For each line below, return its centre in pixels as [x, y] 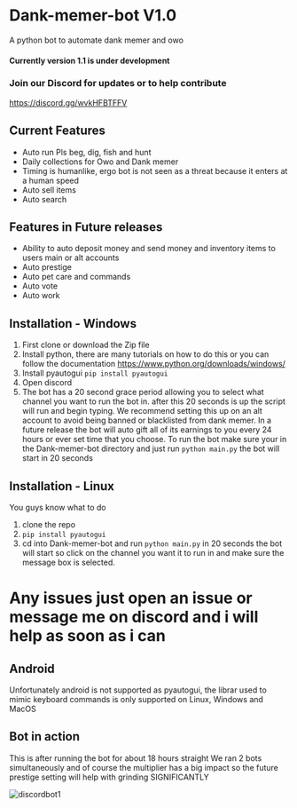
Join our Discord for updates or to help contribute [118, 83]
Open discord [47, 383]
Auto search [44, 199]
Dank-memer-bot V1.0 [93, 16]
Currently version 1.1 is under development [90, 60]
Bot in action [45, 737]
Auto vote [40, 286]
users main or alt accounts [70, 257]
